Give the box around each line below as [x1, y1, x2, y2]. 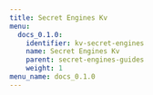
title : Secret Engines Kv [9, 13, 107, 23]
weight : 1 [25, 64, 64, 73]
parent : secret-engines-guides [25, 55, 145, 64]
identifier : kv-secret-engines [25, 38, 145, 48]
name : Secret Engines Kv [25, 47, 120, 56]
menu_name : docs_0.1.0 [9, 72, 96, 81]
